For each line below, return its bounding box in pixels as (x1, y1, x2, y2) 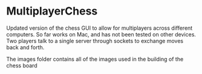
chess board (6, 62, 37, 69)
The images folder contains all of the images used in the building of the (6, 55, 184, 62)
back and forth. (6, 44, 45, 51)
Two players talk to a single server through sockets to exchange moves (6, 37, 183, 44)
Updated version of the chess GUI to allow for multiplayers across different (6, 24, 193, 32)
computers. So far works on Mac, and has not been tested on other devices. (6, 30, 197, 38)
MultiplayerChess (6, 4, 98, 18)
